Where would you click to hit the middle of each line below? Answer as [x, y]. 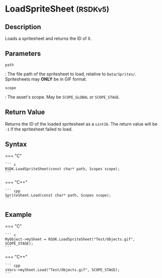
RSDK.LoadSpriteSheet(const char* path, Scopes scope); [62, 169]
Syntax [16, 144]
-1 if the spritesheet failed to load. [39, 129]
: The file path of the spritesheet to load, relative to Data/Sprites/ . [71, 74]
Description [23, 27]
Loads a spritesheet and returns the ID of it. [48, 38]
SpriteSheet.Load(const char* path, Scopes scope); [58, 196]
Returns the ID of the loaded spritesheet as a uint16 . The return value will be [81, 124]
